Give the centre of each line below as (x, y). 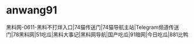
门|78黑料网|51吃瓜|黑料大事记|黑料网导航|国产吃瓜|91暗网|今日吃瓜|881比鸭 (97, 34)
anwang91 (32, 10)
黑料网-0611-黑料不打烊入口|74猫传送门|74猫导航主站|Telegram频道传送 (93, 27)
